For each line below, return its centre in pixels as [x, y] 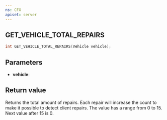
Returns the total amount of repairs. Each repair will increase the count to [81, 102]
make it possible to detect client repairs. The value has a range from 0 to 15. [84, 108]
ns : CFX [13, 10]
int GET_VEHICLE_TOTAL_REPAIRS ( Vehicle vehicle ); [58, 47]
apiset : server [21, 15]
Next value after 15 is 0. [29, 113]
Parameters [24, 62]
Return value [26, 91]
